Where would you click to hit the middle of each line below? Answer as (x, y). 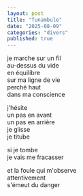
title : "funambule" (35, 20)
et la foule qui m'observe (42, 171)
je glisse (19, 130)
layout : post (26, 13)
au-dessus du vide (33, 66)
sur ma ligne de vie (34, 80)
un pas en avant (30, 115)
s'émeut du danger (34, 185)
